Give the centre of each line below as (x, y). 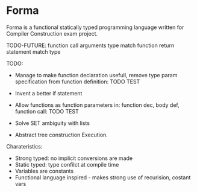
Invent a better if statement (48, 93)
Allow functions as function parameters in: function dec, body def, (97, 105)
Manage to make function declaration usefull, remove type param (96, 75)
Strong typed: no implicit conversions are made (74, 158)
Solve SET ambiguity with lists (52, 123)
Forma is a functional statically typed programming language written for (95, 27)
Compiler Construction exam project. (52, 33)
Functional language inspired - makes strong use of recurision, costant (103, 177)
